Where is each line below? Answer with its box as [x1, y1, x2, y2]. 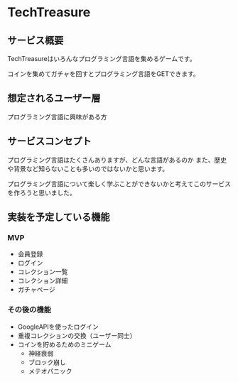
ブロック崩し [28, 358, 66, 366]
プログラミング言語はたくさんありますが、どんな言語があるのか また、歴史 [7, 155, 227, 164]
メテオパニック [28, 366, 72, 375]
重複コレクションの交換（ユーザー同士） [17, 331, 136, 339]
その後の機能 [7, 305, 52, 315]
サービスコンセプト [7, 136, 92, 148]
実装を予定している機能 [7, 211, 110, 224]
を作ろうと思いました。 [7, 188, 76, 197]
